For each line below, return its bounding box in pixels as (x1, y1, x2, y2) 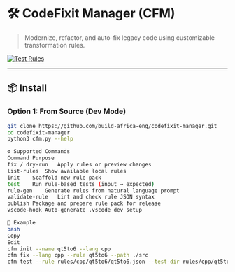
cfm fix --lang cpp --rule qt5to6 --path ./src (7, 252, 149, 259)
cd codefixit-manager (7, 129, 71, 136)
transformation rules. (24, 41, 85, 49)
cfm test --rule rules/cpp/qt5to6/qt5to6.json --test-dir (7, 258, 180, 266)
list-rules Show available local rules (7, 167, 127, 175)
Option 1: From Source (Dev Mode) (7, 106, 127, 116)
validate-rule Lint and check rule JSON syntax (7, 194, 155, 201)
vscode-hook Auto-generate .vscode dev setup (7, 207, 142, 214)
